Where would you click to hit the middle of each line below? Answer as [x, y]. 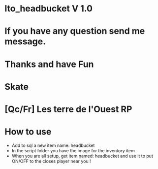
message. [25, 42]
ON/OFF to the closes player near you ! [51, 161]
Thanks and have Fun [49, 64]
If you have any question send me [75, 31]
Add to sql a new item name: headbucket [53, 145]
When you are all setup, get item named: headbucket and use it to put [82, 156]
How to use [28, 132]
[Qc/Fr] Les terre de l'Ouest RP [68, 109]
